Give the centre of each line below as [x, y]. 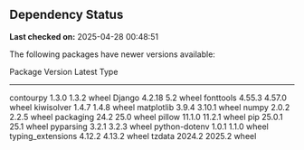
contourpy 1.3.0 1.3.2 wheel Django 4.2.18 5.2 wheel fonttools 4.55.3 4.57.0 [148, 98]
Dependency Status [66, 15]
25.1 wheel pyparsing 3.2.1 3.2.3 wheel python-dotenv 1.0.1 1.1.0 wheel [139, 127]
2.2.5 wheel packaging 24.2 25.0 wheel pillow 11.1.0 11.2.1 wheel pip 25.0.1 [146, 117]
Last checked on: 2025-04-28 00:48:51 [84, 36]
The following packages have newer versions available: [112, 54]
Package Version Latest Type [64, 71]
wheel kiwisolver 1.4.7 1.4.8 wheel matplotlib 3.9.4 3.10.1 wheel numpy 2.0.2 [150, 107]
